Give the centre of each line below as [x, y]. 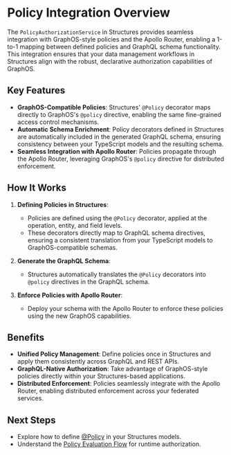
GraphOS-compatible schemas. [72, 247]
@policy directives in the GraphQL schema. [89, 281]
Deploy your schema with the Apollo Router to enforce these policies [125, 308]
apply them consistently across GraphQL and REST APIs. [98, 362]
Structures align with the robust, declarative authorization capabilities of [110, 61]
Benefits [26, 337]
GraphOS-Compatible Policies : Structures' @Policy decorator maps [114, 107]
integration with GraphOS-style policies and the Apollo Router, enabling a [111, 39]
